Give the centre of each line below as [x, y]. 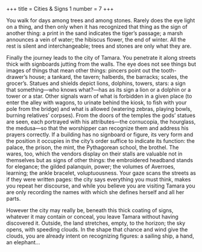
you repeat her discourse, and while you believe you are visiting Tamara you [101, 186]
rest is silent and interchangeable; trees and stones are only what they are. [99, 46]
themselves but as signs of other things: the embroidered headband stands [100, 160]
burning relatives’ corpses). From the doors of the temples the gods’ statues [101, 115]
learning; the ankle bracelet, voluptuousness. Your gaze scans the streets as [101, 173]
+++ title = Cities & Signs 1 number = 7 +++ [60, 9]
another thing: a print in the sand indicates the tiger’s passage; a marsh [94, 33]
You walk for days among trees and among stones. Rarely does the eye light [101, 20]
